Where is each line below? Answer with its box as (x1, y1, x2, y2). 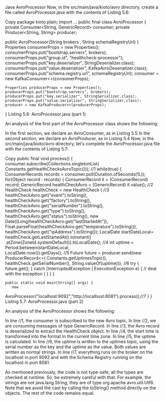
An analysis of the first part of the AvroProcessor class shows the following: (5, 121, 159, 126)
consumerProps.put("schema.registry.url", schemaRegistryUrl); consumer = (5, 71, 159, 76)
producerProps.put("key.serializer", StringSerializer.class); (5, 94, 137, 99)
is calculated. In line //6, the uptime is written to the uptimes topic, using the (5, 339, 159, 344)
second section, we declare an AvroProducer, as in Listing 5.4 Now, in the (5, 136, 154, 141)
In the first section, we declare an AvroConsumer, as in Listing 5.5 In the (5, 130, 150, 136)
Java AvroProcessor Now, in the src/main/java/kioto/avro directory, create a (5, 4, 159, 10)
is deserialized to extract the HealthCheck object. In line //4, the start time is (5, 328, 159, 334)
